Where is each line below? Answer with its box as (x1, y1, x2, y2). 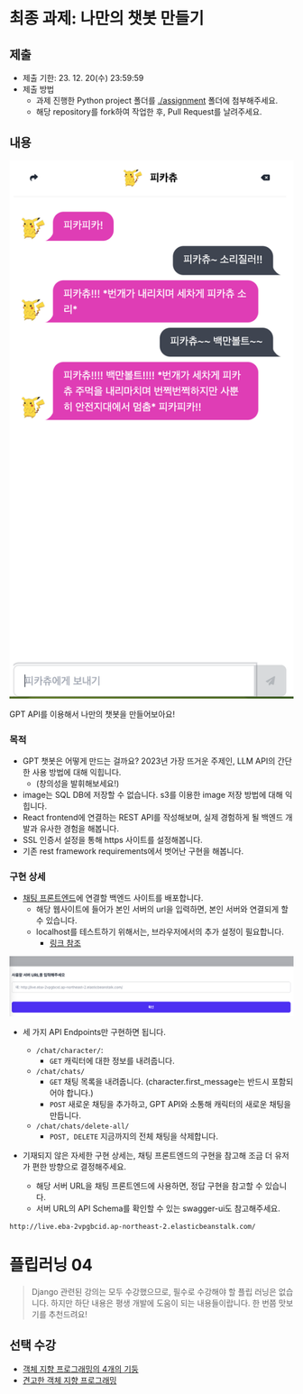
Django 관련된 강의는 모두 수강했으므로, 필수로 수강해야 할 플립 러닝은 (31, 1286, 277, 1297)
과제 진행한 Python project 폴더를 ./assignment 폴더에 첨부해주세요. (35, 96, 279, 105)
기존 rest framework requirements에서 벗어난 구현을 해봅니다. (22, 845, 244, 857)
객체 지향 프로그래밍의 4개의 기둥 (22, 1363, 139, 1374)
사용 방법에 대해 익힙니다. (32, 766, 122, 777)
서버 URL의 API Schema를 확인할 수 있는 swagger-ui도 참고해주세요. (35, 1203, 281, 1214)
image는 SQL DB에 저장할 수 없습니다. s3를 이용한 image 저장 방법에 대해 (22, 789, 284, 800)
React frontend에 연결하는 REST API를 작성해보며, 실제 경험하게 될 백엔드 (22, 812, 284, 822)
